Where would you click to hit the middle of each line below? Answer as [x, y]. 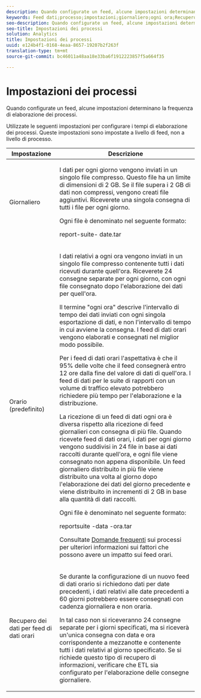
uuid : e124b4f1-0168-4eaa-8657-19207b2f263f [63, 46]
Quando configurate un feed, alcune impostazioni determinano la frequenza [100, 108]
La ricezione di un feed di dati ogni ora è [116, 417]
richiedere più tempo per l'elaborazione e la [121, 396]
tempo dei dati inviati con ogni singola [112, 314]
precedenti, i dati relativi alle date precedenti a [124, 591]
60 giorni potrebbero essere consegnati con [121, 599]
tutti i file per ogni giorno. [95, 207]
